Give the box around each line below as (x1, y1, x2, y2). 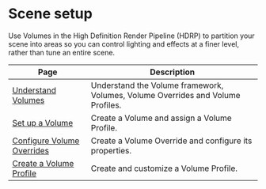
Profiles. (90, 100, 122, 111)
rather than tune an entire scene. (8, 47, 116, 57)
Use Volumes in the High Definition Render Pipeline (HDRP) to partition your (8, 31, 255, 40)
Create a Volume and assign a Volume (90, 112, 232, 123)
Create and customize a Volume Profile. (90, 163, 238, 174)
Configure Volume (12, 135, 80, 146)
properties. (90, 145, 132, 156)
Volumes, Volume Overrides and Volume (90, 89, 241, 100)
